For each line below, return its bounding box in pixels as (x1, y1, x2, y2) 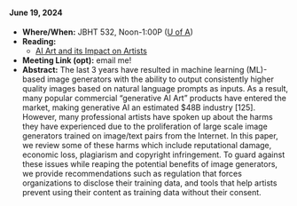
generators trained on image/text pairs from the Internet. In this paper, (21, 131, 278, 141)
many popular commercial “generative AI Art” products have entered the (21, 93, 286, 104)
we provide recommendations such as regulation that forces (21, 169, 242, 179)
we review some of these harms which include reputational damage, (21, 140, 272, 151)
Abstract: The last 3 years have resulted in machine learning (21, 65, 245, 75)
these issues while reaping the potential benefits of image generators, (21, 159, 277, 170)
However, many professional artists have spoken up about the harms (21, 112, 273, 123)
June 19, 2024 (9, 7, 63, 18)
